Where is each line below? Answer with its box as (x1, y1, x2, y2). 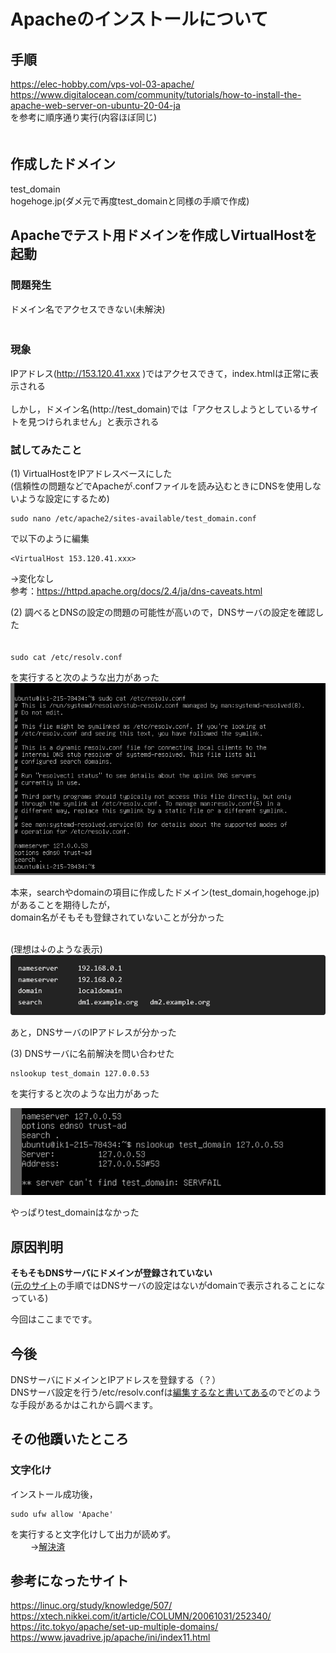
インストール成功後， (10, 1488, 98, 1500)
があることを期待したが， (10, 898, 116, 910)
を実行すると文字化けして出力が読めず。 (10, 1528, 177, 1540)
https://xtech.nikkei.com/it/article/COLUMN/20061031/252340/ (10, 1610, 272, 1622)
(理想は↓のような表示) (10, 943, 103, 955)
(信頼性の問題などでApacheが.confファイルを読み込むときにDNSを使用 (10, 480, 305, 492)
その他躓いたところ (10, 1431, 129, 1448)
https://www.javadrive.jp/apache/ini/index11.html (10, 1631, 211, 1644)
